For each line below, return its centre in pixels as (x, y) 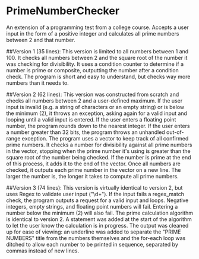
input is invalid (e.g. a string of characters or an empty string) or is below (95, 107)
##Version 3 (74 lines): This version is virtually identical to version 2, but (94, 187)
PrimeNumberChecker (63, 11)
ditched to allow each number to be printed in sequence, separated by (92, 244)
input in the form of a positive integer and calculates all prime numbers (93, 33)
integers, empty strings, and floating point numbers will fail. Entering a (92, 206)
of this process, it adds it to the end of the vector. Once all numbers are (94, 164)
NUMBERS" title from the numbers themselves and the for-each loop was (96, 238)
